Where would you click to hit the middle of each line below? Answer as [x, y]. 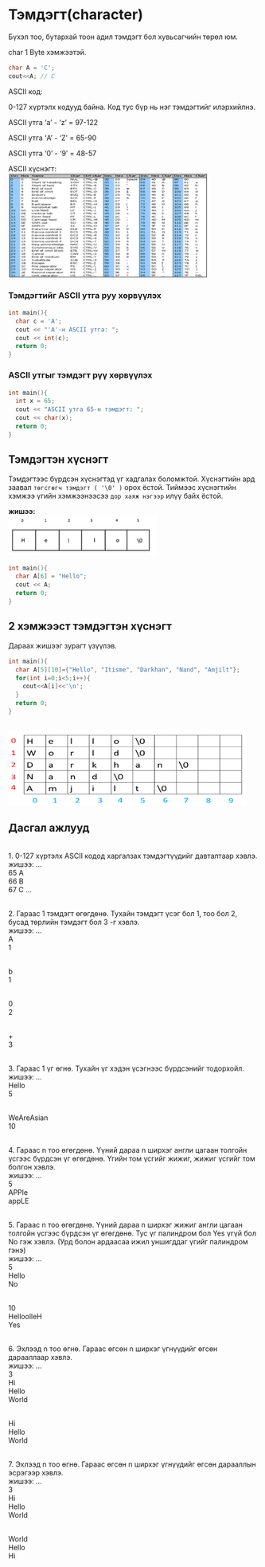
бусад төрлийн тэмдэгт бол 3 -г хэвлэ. [74, 922]
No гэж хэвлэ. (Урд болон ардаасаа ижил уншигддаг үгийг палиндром [128, 1241]
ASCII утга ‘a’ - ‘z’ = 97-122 [53, 122]
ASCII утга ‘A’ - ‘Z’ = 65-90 [53, 138]
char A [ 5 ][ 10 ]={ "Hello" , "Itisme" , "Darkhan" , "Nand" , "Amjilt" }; [128, 670]
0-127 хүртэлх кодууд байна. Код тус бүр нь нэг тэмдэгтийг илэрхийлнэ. [132, 107]
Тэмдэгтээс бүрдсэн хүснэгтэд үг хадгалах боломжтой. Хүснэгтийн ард [132, 479]
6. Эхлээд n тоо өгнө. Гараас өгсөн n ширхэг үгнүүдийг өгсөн [113, 1349]
